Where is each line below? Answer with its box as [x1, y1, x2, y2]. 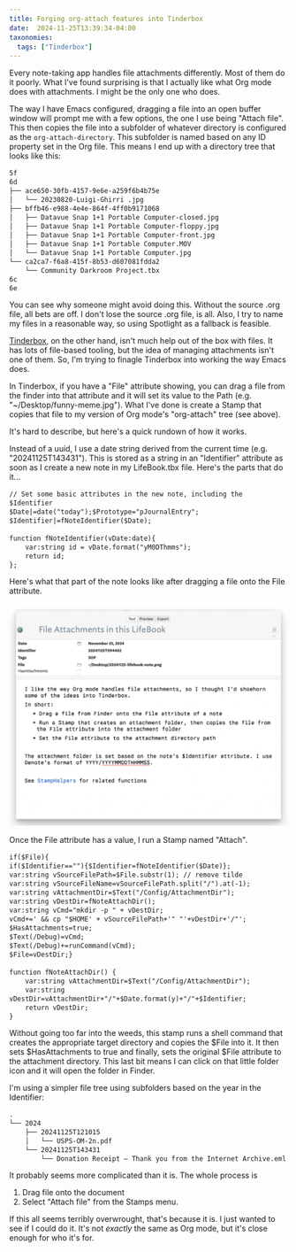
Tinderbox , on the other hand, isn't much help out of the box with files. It [9, 336, 273, 346]
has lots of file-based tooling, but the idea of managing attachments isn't [9, 345, 275, 356]
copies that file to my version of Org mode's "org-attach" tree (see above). [9, 409, 281, 420]
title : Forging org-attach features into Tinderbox [9, 14, 203, 23]
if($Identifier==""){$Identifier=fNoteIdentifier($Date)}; [9, 862, 231, 871]
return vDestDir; [25, 1003, 89, 1013]
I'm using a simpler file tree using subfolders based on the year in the [9, 1083, 262, 1094]
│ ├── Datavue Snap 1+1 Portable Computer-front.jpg [9, 231, 216, 240]
